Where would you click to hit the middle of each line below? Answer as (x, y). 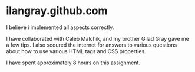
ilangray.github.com (57, 11)
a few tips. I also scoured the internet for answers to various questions (92, 45)
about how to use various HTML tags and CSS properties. (76, 51)
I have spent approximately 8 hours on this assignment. (73, 63)
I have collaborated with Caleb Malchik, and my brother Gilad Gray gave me (98, 38)
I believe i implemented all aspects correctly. (60, 27)
